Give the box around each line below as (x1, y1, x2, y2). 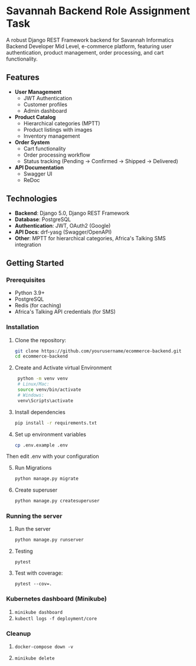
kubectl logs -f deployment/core (14, 616, 97, 622)
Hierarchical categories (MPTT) (23, 120, 100, 127)
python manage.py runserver (14, 537, 84, 543)
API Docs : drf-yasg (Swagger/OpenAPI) (14, 228, 112, 235)
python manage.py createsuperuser (14, 498, 100, 504)
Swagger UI (23, 170, 53, 177)
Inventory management (23, 132, 80, 139)
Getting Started (6, 258, 64, 268)
